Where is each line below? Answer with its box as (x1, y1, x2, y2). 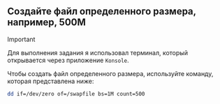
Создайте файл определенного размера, (7, 6, 197, 17)
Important (7, 35, 36, 43)
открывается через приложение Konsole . (7, 56, 129, 64)
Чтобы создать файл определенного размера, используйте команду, (7, 69, 214, 77)
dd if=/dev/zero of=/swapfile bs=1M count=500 (7, 90, 145, 97)
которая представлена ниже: (7, 77, 94, 85)
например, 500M (7, 17, 86, 29)
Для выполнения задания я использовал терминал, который (7, 48, 189, 57)
